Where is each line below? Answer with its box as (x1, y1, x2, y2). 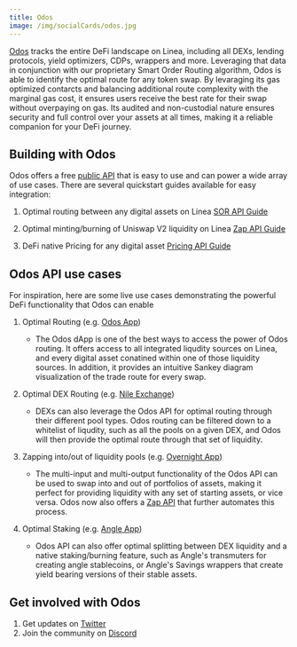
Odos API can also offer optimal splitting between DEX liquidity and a (35, 540, 288, 551)
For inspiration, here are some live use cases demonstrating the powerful (9, 290, 277, 301)
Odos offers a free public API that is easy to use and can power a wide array (9, 170, 288, 181)
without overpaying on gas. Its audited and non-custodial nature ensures (9, 102, 275, 113)
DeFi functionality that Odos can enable (9, 299, 154, 311)
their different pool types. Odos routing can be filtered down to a (35, 415, 272, 426)
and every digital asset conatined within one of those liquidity (35, 352, 260, 364)
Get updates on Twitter (21, 618, 106, 628)
